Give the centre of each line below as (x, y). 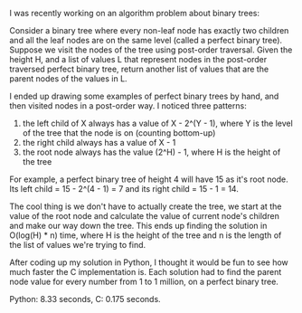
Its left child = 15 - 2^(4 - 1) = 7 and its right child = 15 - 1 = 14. (124, 189)
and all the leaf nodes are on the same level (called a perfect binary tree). (146, 40)
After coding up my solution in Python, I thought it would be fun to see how (149, 262)
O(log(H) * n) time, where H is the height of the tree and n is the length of (146, 235)
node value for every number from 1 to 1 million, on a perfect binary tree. (144, 281)
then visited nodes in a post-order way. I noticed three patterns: (128, 106)
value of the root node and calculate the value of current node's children (145, 216)
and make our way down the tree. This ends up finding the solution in (138, 226)
